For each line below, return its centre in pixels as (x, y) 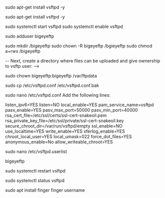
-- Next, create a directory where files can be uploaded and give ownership (83, 61)
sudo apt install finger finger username (45, 190)
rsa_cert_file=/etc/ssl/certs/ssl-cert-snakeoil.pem (56, 115)
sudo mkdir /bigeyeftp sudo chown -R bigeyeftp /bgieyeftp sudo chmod (79, 46)
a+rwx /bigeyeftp (23, 51)
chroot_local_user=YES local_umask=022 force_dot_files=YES (69, 136)
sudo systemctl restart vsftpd (35, 171)
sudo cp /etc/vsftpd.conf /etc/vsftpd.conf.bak (52, 85)
